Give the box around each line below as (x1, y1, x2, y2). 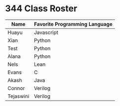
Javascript (34, 29, 59, 36)
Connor (7, 84, 25, 91)
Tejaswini (7, 93, 30, 100)
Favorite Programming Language (34, 21, 113, 27)
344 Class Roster (5, 3, 78, 14)
